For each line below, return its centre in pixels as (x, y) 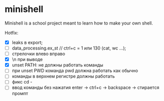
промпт (20, 93)
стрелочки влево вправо (38, 54)
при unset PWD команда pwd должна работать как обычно (75, 70)
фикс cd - (22, 82)
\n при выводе (27, 59)
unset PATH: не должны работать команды (57, 65)
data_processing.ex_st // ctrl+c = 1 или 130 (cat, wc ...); (69, 48)
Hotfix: (11, 32)
